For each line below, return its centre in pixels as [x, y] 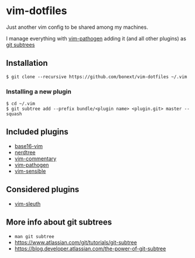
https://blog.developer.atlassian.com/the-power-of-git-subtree [90, 249]
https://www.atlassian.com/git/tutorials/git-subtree [76, 243]
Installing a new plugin [39, 91]
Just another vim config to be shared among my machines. [77, 27]
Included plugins [37, 132]
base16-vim [28, 146]
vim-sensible [30, 171]
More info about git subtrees [59, 222]
